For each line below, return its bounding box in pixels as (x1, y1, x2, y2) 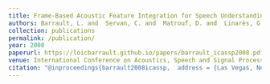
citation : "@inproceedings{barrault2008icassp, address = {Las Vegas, (8, 64, 253, 72)
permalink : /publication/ (8, 34, 95, 42)
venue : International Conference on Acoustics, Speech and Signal (8, 57, 235, 65)
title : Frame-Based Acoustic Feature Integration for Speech (8, 11, 218, 20)
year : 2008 (8, 42, 45, 50)
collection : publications (8, 26, 95, 34)
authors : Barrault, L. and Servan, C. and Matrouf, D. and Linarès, (8, 19, 253, 27)
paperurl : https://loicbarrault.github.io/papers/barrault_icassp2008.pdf (8, 49, 264, 57)
